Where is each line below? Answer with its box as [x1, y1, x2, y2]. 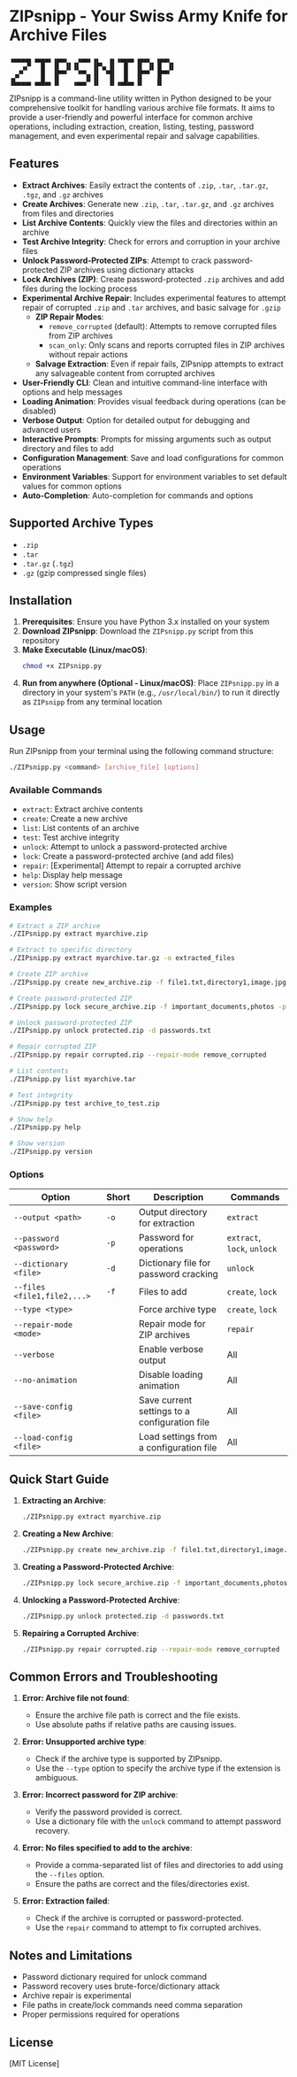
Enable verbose [138, 1343, 204, 1356]
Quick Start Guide [9, 1472, 110, 1487]
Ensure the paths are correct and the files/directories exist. [34, 1879, 250, 1889]
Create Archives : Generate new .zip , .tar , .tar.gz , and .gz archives [21, 198, 275, 209]
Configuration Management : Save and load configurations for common [21, 452, 285, 463]
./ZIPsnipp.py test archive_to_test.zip [9, 1099, 161, 1108]
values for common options [21, 481, 122, 491]
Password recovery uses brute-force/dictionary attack [21, 1981, 221, 1992]
